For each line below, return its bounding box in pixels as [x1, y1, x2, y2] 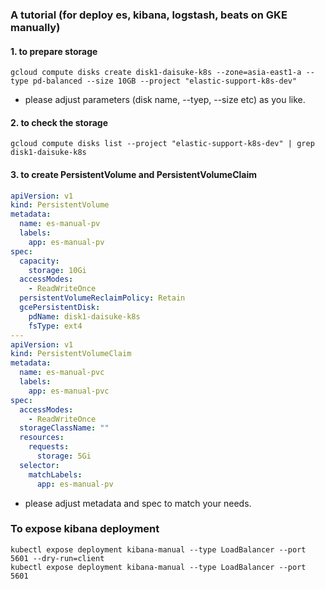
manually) [10, 20, 61, 34]
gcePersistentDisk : [19, 303, 101, 313]
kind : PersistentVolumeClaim [10, 349, 132, 359]
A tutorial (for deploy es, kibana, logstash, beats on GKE [10, 8, 288, 22]
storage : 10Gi [28, 265, 87, 275]
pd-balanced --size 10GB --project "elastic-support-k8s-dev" [32, 76, 298, 87]
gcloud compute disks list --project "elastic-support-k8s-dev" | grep [10, 139, 315, 149]
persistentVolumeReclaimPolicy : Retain [19, 293, 186, 303]
